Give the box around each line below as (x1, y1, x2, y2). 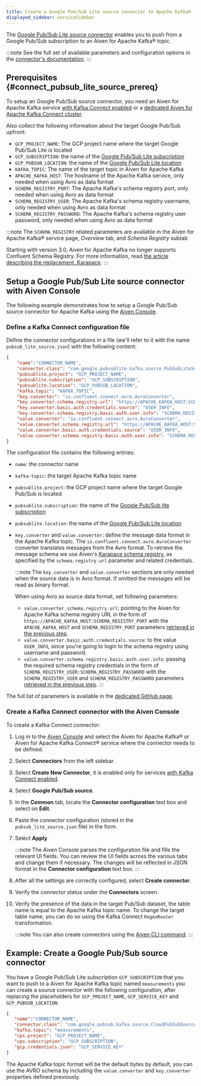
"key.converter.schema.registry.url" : (17, 399, 114, 405)
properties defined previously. (6, 1073, 81, 1080)
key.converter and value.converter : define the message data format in (14, 531, 190, 539)
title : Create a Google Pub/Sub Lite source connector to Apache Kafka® (6, 8, 191, 15)
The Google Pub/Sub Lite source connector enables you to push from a (6, 31, 182, 38)
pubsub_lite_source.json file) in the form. (14, 823, 118, 830)
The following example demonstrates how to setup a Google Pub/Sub (6, 302, 178, 309)
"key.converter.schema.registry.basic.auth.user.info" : (17, 410, 160, 417)
